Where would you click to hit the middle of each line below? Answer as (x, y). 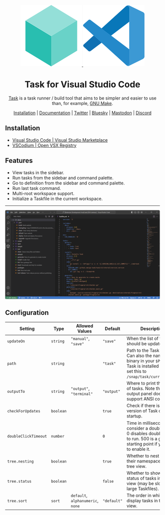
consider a (137, 428)
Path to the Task (143, 350)
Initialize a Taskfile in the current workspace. (57, 199)
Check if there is (143, 406)
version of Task (142, 411)
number (58, 437)
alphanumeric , (84, 501)
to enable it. (139, 449)
